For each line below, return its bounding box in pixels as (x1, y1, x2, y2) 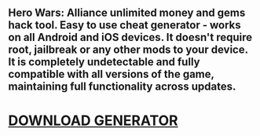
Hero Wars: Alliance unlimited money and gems (8, 6, 246, 20)
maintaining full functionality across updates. (8, 80, 236, 94)
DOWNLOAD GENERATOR (8, 112, 178, 129)
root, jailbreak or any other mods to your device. (8, 43, 249, 57)
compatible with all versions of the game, (8, 68, 214, 81)
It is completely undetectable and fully (8, 55, 200, 69)
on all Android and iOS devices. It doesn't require (8, 31, 253, 44)
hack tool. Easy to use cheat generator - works (8, 19, 241, 32)
